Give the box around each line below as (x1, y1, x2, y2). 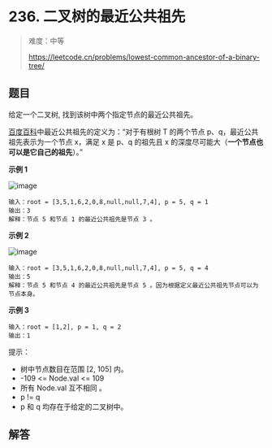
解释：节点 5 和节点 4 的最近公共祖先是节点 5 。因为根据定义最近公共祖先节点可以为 (8, 281, 259, 289)
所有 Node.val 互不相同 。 (19, 383, 107, 393)
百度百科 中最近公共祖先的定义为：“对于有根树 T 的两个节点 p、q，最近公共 (8, 127, 259, 137)
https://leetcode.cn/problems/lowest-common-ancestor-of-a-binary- (28, 52, 260, 62)
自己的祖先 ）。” (36, 147, 84, 157)
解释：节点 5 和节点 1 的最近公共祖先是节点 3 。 (8, 215, 157, 224)
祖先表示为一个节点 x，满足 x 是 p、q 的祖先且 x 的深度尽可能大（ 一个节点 (8, 137, 257, 146)
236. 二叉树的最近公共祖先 (8, 7, 186, 26)
